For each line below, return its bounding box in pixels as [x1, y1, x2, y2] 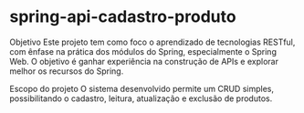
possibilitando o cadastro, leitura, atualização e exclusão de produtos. [9, 93, 273, 104]
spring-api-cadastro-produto [9, 6, 236, 27]
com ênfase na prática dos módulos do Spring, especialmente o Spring [9, 46, 277, 56]
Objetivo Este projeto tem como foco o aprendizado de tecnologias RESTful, [9, 36, 296, 47]
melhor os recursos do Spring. [9, 66, 124, 77]
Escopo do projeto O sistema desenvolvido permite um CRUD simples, [9, 83, 274, 94]
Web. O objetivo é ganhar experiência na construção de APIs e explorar [9, 56, 278, 67]
